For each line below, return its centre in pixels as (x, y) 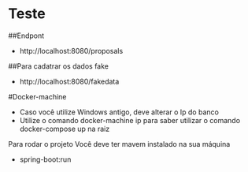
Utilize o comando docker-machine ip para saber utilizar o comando (130, 120)
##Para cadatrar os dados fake (58, 66)
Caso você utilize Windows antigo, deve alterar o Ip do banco (119, 112)
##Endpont (26, 36)
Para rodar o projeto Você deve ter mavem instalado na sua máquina (119, 144)
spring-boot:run (45, 159)
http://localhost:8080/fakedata (69, 81)
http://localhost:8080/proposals (71, 50)
